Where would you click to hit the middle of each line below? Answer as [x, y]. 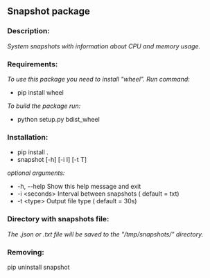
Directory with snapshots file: [58, 219]
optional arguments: [36, 173]
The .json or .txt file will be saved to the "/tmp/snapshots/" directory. [105, 234]
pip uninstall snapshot [39, 267]
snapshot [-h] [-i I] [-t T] [52, 160]
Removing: [26, 252]
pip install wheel [40, 92]
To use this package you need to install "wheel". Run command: [99, 79]
